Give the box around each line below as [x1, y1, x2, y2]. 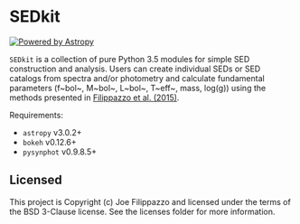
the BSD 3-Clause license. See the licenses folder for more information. [9, 206, 276, 217]
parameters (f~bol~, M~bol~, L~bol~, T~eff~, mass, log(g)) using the [9, 82, 267, 93]
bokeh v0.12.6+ [22, 136, 77, 147]
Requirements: [9, 109, 63, 120]
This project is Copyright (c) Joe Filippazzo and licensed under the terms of [9, 196, 291, 207]
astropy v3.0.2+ [22, 126, 83, 137]
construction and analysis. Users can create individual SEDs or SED [9, 63, 261, 74]
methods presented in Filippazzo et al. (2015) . [9, 92, 180, 103]
